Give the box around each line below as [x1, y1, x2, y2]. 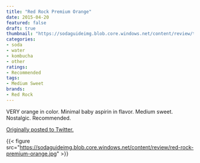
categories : [6, 36, 36, 42]
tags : [6, 75, 20, 81]
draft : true [6, 25, 36, 32]
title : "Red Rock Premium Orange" [6, 8, 92, 15]
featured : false [6, 20, 46, 26]
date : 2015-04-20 [6, 14, 49, 20]
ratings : [6, 64, 28, 70]
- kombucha [6, 53, 33, 59]
